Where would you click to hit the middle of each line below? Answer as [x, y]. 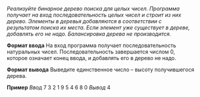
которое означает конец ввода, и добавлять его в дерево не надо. [91, 58]
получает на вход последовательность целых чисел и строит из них [94, 15]
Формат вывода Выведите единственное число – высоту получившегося [101, 70]
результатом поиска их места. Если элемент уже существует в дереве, [98, 27]
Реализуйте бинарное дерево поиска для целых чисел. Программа [93, 9]
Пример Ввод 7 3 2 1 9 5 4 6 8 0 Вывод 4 [59, 87]
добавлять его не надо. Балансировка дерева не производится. [89, 34]
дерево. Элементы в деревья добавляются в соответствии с [85, 21]
